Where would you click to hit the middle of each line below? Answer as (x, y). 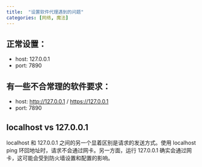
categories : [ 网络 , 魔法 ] (38, 18)
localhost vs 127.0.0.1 (47, 127)
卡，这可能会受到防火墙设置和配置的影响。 (60, 158)
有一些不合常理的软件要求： (59, 86)
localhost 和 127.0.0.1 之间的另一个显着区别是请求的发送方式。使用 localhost (101, 143)
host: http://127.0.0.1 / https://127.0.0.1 (62, 102)
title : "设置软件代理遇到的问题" (45, 12)
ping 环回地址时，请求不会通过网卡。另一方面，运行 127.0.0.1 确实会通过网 (99, 150)
